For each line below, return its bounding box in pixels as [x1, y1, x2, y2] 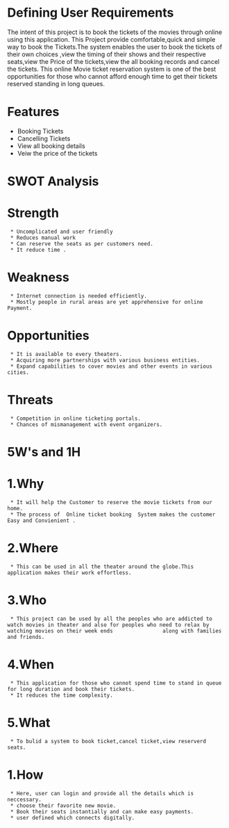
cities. [7, 368, 30, 376]
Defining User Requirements [7, 5, 174, 21]
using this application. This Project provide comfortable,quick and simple [7, 35, 216, 43]
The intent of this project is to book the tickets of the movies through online [7, 28, 223, 36]
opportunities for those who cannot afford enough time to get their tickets [7, 72, 218, 81]
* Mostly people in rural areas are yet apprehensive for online [10, 298, 203, 305]
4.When [7, 657, 54, 672]
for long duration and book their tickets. [7, 685, 135, 692]
